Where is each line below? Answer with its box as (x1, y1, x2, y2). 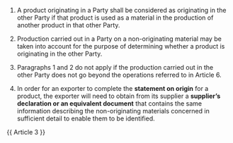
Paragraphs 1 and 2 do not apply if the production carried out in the (16, 63, 214, 71)
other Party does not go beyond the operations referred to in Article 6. (16, 70, 222, 79)
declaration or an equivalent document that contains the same (16, 99, 203, 108)
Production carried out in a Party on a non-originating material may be (16, 35, 222, 43)
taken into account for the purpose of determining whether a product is (16, 42, 225, 50)
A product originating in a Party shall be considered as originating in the (16, 6, 227, 14)
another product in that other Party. (16, 21, 120, 29)
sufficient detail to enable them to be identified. (16, 114, 155, 123)
